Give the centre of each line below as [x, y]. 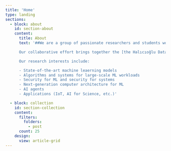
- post [35, 127]
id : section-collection [40, 108]
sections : [16, 19]
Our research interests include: [54, 61]
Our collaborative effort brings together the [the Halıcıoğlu [87, 52]
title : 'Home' [20, 10]
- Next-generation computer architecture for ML [71, 85]
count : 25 [29, 131]
